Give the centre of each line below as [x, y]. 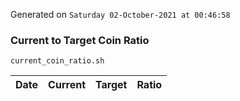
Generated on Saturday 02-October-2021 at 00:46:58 [120, 14]
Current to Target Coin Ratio [80, 40]
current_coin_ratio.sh [57, 61]
